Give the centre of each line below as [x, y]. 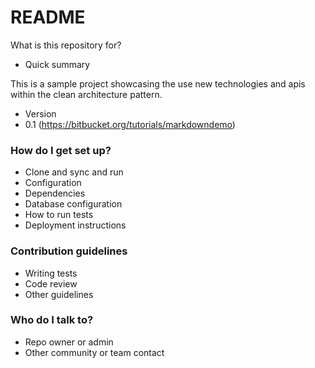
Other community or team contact [94, 352]
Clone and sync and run [74, 172]
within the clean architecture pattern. [86, 94]
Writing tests [51, 273]
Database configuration [73, 204]
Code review [51, 283]
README [48, 17]
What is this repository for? [66, 45]
